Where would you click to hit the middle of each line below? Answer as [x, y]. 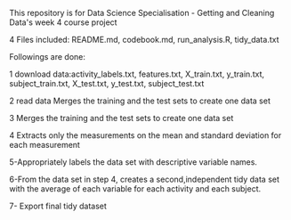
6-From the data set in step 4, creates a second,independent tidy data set [145, 179]
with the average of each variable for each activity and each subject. [135, 189]
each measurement [44, 145]
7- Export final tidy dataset [58, 206]
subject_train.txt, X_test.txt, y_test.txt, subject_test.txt [107, 83]
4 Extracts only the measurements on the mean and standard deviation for [145, 135]
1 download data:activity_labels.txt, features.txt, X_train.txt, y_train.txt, [137, 74]
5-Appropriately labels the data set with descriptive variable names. [133, 162]
